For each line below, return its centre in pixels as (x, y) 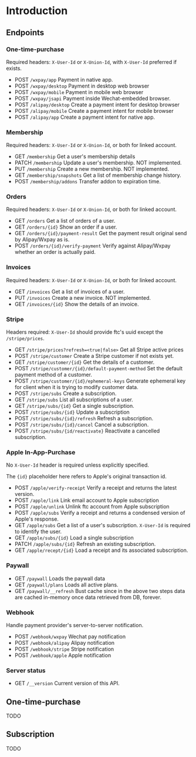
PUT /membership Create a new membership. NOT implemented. (92, 169)
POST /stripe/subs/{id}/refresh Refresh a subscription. (84, 418)
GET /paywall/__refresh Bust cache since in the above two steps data (100, 591)
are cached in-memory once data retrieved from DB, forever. (88, 597)
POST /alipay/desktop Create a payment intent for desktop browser (97, 105)
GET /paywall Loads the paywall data (60, 578)
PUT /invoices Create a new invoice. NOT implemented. (83, 297)
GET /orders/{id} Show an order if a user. (66, 227)
